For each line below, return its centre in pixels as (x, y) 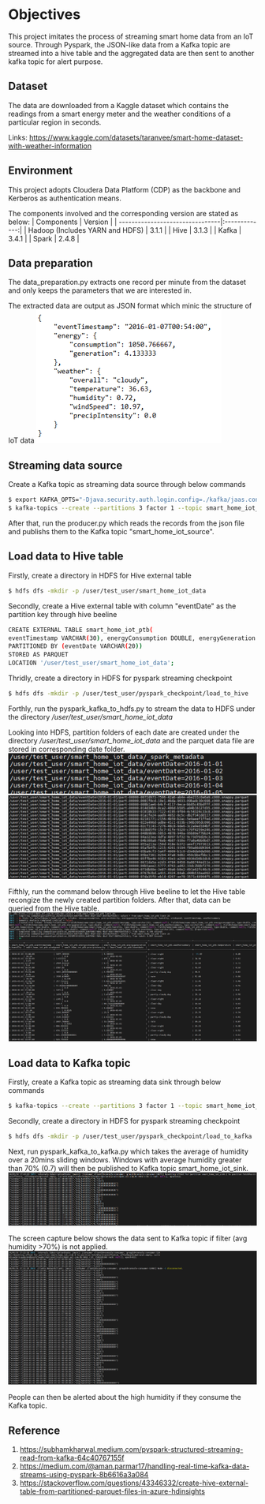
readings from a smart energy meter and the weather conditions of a (119, 114)
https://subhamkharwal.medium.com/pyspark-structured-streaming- (131, 1450)
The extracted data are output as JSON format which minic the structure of (130, 306)
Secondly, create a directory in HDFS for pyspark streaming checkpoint (124, 1121)
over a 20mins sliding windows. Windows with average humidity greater (125, 1160)
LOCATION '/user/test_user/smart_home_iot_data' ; (91, 663)
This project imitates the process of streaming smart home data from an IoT (131, 36)
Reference (34, 1430)
